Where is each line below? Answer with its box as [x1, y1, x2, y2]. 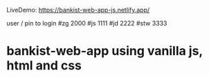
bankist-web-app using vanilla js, [6, 43, 203, 59]
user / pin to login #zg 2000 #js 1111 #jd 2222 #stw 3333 [6, 19, 167, 27]
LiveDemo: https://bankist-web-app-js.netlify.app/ [6, 6, 150, 14]
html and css [6, 58, 82, 74]
